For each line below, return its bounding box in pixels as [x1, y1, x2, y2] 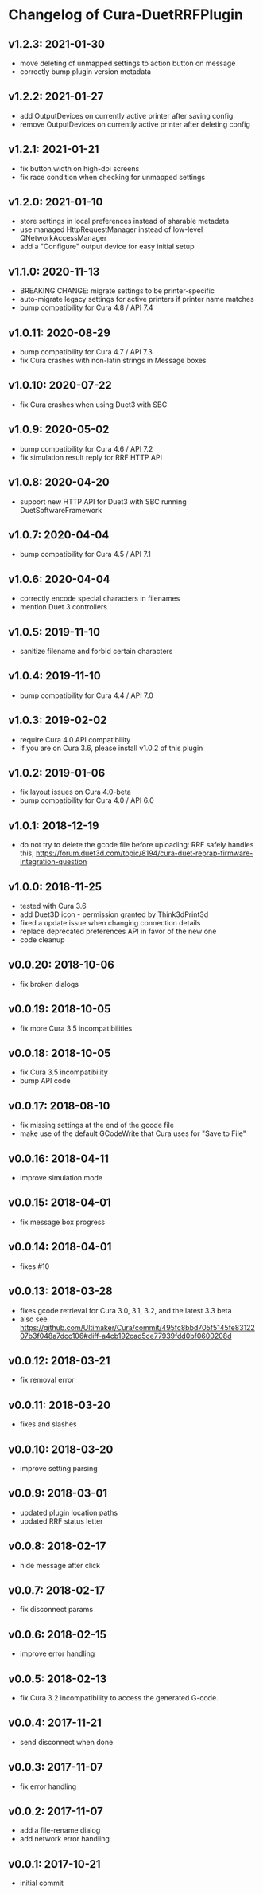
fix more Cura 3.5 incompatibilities [19, 1023, 133, 1033]
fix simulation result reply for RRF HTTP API [19, 452, 163, 462]
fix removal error [19, 1375, 75, 1385]
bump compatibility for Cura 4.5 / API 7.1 [19, 550, 151, 559]
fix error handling [19, 1782, 77, 1791]
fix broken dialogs [19, 979, 79, 988]
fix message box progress [19, 1217, 106, 1227]
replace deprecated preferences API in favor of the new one [19, 926, 217, 936]
